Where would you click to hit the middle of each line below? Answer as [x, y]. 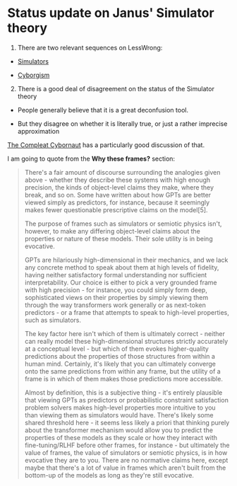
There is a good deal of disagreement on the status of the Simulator [116, 88]
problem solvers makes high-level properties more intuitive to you [120, 407]
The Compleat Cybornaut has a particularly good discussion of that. [106, 145]
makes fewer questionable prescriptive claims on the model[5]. [116, 209]
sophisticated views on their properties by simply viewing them [116, 297]
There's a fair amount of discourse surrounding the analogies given [122, 172]
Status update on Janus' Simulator [111, 13]
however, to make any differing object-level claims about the [113, 231]
